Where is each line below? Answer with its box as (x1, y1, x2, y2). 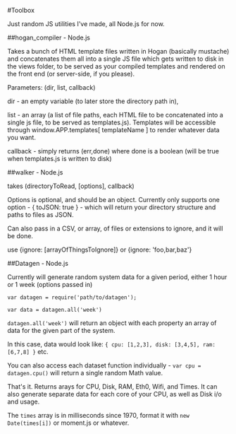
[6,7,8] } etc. (7, 348, 49, 356)
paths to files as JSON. (7, 211, 74, 218)
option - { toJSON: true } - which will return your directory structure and (7, 203, 216, 211)
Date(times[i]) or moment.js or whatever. (7, 418, 130, 427)
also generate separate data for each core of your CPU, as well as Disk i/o (7, 390, 222, 398)
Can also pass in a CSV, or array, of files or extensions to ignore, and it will (7, 224, 223, 233)
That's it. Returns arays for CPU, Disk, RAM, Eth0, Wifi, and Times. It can (7, 382, 218, 391)
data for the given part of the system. (7, 327, 116, 334)
